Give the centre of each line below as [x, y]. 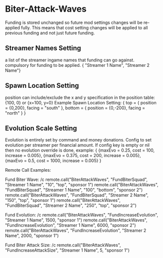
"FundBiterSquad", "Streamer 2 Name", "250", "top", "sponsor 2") [71, 205]
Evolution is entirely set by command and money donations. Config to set [78, 140]
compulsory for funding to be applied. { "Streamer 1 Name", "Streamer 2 [77, 65]
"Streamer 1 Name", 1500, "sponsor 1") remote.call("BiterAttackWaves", [76, 220]
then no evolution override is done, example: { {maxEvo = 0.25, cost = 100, [80, 150]
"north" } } [15, 113]
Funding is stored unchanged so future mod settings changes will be [74, 22]
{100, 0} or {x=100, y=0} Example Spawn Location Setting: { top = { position [81, 102]
